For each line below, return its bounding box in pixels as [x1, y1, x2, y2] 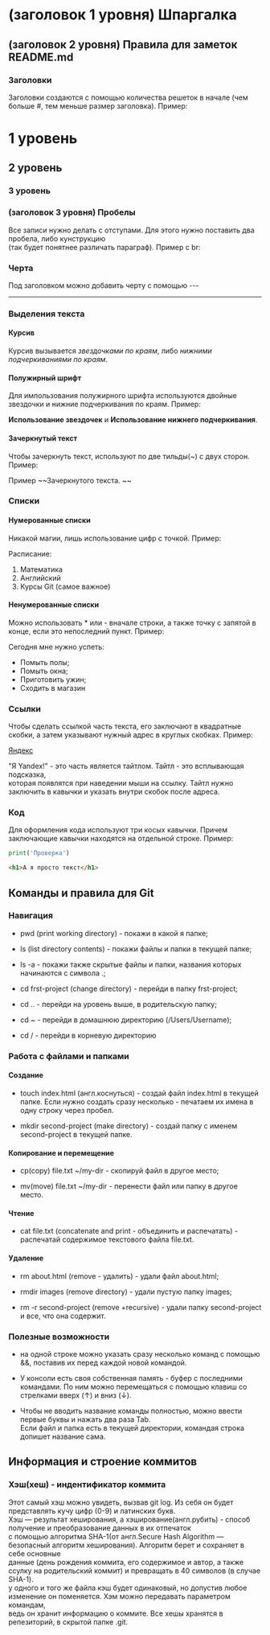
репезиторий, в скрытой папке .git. [8, 1617, 129, 1626]
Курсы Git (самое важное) [19, 581, 111, 591]
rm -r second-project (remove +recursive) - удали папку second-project [19, 1302, 262, 1312]
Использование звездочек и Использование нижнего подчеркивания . [8, 415, 258, 425]
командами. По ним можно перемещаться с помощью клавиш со [19, 1382, 247, 1391]
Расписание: [8, 548, 52, 558]
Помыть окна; [19, 666, 68, 676]
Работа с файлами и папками [8, 1050, 130, 1062]
